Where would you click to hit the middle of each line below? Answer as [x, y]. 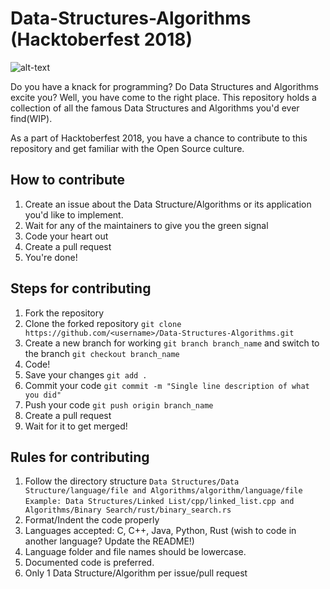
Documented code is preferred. [89, 563]
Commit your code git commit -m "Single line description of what [167, 385]
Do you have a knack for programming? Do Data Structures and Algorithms [164, 86]
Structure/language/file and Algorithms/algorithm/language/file [163, 491]
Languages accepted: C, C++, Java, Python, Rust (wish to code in [160, 531]
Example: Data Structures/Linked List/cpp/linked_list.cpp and [159, 502]
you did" [43, 395]
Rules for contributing [80, 457]
